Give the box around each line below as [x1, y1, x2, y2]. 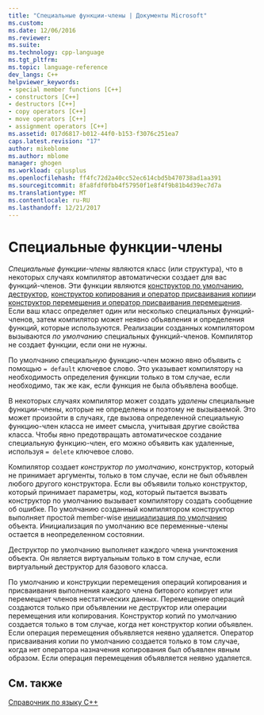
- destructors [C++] [8, 100, 77, 108]
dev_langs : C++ [8, 71, 59, 79]
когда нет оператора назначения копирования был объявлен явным [8, 645, 240, 655]
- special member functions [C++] [8, 85, 123, 94]
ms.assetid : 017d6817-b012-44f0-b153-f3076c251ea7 [8, 129, 179, 137]
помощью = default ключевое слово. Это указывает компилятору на [8, 364, 243, 373]
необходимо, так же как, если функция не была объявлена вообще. [8, 381, 239, 390]
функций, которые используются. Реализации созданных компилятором [8, 323, 255, 333]
